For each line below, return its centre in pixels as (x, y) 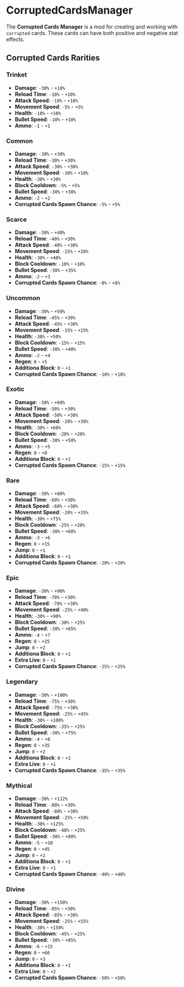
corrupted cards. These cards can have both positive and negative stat (92, 33)
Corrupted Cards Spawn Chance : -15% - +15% (70, 465)
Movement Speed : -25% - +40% (52, 610)
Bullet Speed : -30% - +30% (45, 191)
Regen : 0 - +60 (32, 953)
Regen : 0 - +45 (32, 849)
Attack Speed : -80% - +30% (46, 811)
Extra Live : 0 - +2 (35, 972)
